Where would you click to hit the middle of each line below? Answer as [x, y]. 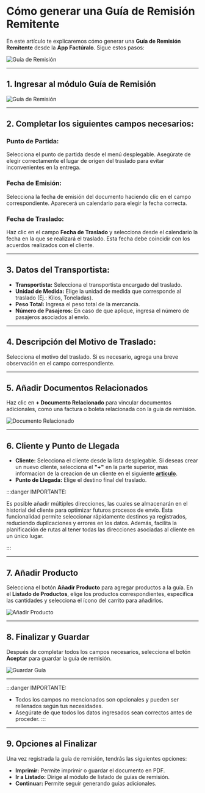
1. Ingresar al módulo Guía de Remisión [81, 84]
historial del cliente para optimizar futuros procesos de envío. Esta [89, 510]
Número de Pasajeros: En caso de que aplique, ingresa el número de [102, 310]
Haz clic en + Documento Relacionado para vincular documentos [89, 403]
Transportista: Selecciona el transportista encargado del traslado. [99, 284]
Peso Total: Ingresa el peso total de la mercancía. [77, 304]
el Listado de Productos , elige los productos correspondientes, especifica [100, 594]
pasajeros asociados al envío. [52, 317]
